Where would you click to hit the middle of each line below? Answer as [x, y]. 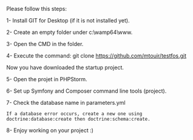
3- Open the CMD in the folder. [45, 44]
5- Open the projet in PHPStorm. [47, 79]
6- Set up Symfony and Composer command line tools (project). [86, 91]
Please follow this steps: [37, 9]
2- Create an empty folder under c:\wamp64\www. [69, 32]
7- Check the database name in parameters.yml [66, 103]
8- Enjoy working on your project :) [50, 130]
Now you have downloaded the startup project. [65, 67]
